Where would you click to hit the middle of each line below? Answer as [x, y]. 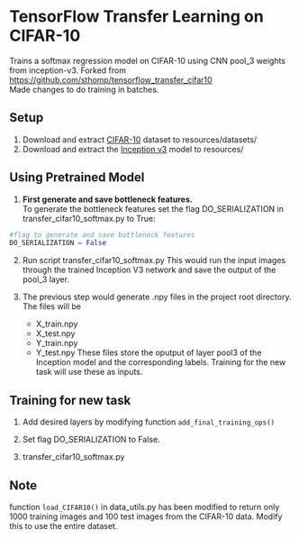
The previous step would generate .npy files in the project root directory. [157, 297]
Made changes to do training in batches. [84, 89]
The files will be [51, 306]
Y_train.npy [57, 343]
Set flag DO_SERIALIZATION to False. [91, 440]
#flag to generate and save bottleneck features [102, 235]
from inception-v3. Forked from [68, 70]
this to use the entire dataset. [63, 525]
